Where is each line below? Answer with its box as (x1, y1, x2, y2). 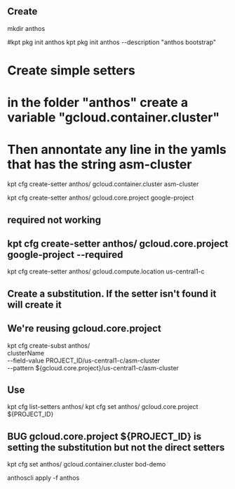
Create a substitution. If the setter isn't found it (7, 287, 217, 299)
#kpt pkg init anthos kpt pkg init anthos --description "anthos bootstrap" (7, 38, 216, 46)
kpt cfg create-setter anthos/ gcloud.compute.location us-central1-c (7, 267, 205, 276)
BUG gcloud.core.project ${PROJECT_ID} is (7, 430, 202, 442)
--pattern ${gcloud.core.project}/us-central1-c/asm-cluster (7, 363, 179, 372)
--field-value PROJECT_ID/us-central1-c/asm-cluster (7, 356, 160, 365)
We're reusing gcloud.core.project (7, 322, 161, 334)
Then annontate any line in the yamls (7, 142, 227, 157)
